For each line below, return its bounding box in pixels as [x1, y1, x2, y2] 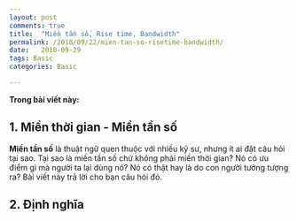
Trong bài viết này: [9, 94, 80, 104]
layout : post [9, 12, 58, 22]
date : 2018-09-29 [9, 46, 82, 55]
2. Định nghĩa [9, 197, 84, 212]
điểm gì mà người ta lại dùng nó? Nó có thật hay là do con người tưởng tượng [9, 162, 289, 172]
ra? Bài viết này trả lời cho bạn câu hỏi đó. [9, 171, 162, 182]
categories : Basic [9, 63, 77, 72]
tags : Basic [9, 54, 53, 63]
